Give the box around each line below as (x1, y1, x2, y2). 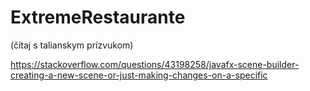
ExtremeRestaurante (10, 6, 186, 29)
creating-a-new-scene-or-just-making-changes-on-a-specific (10, 69, 268, 81)
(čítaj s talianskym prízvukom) (10, 39, 134, 51)
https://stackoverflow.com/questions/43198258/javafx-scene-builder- (10, 58, 300, 70)
